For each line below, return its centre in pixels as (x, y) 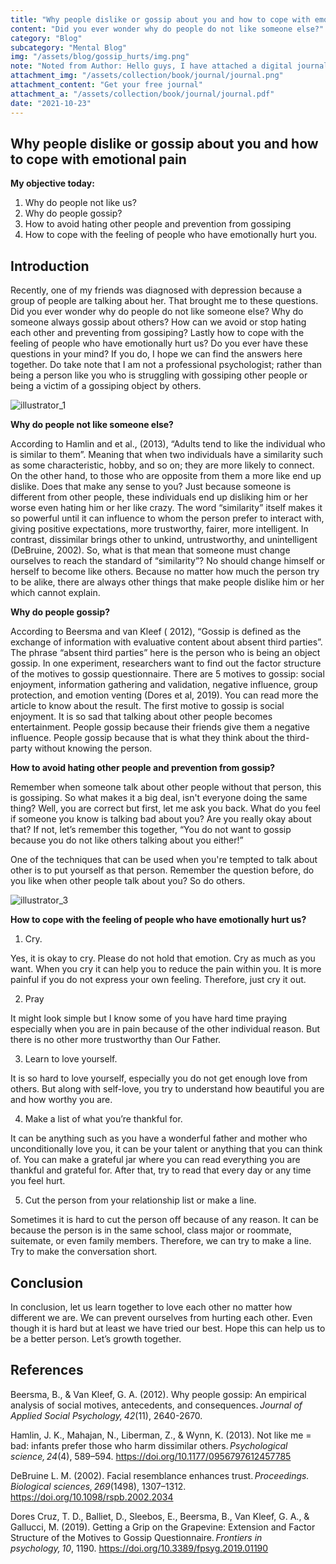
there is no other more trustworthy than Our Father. (116, 1040)
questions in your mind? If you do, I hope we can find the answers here (156, 354)
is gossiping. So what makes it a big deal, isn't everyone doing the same (159, 798)
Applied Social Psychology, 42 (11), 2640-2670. (106, 1415)
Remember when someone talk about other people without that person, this (166, 787)
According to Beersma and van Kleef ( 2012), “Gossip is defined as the (156, 632)
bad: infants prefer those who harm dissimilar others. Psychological (149, 1445)
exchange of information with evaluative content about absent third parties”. (166, 642)
